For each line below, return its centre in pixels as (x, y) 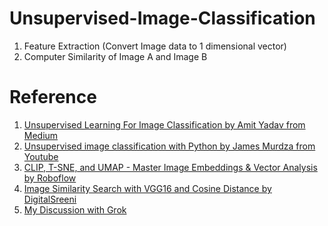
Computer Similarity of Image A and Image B (115, 56)
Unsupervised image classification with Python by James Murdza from (169, 146)
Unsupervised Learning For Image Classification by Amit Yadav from (164, 124)
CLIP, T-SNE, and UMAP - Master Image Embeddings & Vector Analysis (170, 167)
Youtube (41, 156)
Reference (53, 97)
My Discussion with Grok (75, 209)
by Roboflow (50, 178)
